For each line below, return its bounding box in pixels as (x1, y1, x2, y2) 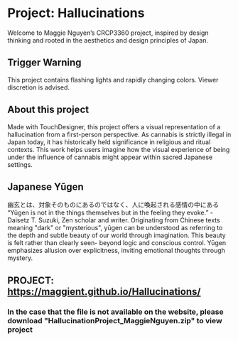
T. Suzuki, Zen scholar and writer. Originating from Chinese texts (31, 216, 220, 224)
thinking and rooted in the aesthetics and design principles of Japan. (7, 36, 208, 44)
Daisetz (7, 216, 30, 224)
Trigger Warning (7, 57, 82, 69)
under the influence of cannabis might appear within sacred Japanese (7, 153, 213, 161)
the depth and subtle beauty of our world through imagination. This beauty (7, 231, 226, 239)
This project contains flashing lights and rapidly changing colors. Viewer (7, 75, 219, 84)
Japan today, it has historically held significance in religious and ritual (7, 137, 211, 146)
